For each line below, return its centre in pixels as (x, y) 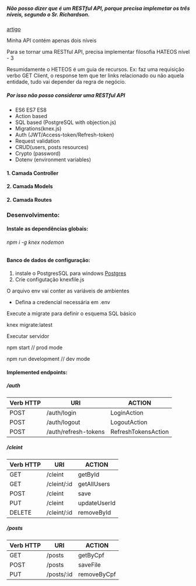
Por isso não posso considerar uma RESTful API (66, 95)
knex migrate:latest (30, 325)
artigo (14, 29)
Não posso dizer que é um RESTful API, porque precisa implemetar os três (98, 8)
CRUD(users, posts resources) (52, 147)
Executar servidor (28, 336)
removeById (94, 512)
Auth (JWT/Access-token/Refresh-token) (64, 135)
